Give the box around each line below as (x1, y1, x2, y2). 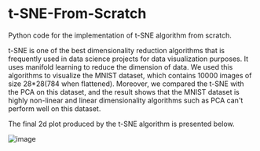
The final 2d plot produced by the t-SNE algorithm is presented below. (8, 119, 235, 128)
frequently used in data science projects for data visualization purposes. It (8, 54, 249, 63)
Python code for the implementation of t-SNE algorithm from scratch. (8, 31, 232, 40)
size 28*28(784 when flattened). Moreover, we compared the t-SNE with (8, 79, 245, 88)
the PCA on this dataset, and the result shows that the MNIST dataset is (8, 87, 240, 96)
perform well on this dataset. (8, 103, 101, 113)
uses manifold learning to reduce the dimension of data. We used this (8, 62, 233, 71)
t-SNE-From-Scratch (8, 5, 147, 23)
